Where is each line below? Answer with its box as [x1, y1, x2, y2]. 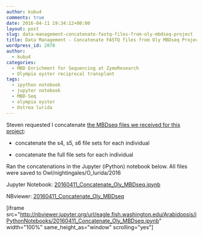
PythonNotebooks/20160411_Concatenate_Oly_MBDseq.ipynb [6, 217, 159, 224]
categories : [6, 59, 36, 65]
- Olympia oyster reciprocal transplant [11, 71, 115, 77]
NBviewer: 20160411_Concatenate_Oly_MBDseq [6, 192, 124, 200]
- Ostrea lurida [11, 104, 53, 111]
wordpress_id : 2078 [6, 43, 56, 49]
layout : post [6, 25, 39, 32]
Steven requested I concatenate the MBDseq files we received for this [6, 121, 181, 128]
